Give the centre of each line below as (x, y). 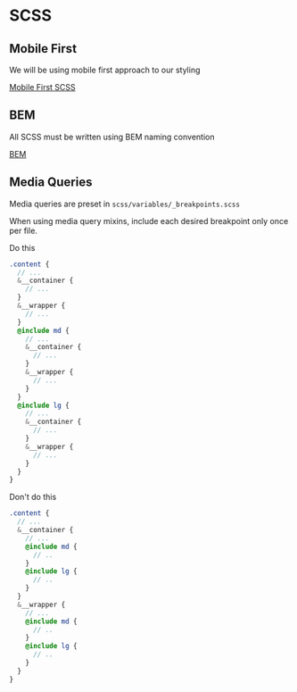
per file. (24, 230)
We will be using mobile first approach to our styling (105, 70)
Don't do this (33, 497)
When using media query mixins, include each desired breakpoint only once (149, 221)
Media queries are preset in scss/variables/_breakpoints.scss (125, 204)
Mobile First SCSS (42, 87)
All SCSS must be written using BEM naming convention (112, 137)
